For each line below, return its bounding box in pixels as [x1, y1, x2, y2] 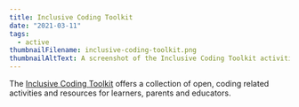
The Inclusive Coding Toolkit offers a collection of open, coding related [9, 79, 270, 88]
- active [17, 37, 50, 47]
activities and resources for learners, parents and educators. [9, 88, 231, 98]
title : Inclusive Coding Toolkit [9, 12, 133, 22]
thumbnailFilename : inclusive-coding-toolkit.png [9, 46, 198, 55]
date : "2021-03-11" [9, 21, 82, 30]
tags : [9, 29, 29, 38]
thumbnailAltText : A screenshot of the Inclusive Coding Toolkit [9, 54, 256, 63]
